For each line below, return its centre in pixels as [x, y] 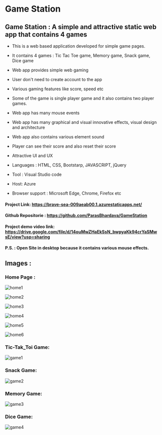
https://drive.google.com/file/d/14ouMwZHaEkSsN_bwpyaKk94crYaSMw [81, 232]
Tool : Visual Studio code [37, 174]
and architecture [28, 127]
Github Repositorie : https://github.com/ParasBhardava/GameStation [76, 216]
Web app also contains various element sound [58, 137]
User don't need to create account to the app [57, 79]
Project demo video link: [30, 226]
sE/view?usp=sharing [28, 237]
